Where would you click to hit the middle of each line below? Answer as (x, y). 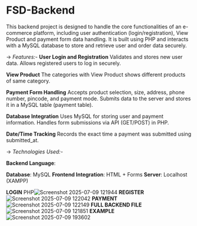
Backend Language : (31, 163)
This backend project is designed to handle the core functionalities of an (94, 27)
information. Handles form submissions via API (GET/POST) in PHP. (88, 122)
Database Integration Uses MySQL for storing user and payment (85, 116)
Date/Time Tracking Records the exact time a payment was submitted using (99, 134)
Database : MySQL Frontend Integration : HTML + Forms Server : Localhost (97, 174)
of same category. (28, 81)
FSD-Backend (41, 10)
